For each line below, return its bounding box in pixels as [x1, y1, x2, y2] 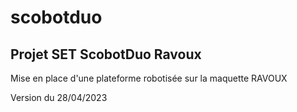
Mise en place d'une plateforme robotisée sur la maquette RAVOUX [10, 72, 288, 84]
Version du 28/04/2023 [10, 92, 108, 103]
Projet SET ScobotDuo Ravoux [10, 46, 202, 63]
